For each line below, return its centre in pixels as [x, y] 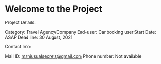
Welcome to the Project [54, 9]
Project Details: [20, 22]
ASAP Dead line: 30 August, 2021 [39, 37]
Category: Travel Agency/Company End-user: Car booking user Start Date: [80, 32]
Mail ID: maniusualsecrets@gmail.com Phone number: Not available [73, 56]
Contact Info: [18, 46]
